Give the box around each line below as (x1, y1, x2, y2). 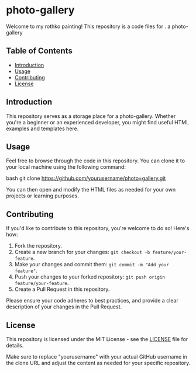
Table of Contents (6, 46, 73, 56)
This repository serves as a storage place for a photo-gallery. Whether (6, 112, 176, 120)
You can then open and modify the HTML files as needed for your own (6, 186, 176, 193)
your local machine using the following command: (6, 164, 126, 171)
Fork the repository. (14, 242, 63, 249)
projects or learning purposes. (6, 192, 79, 199)
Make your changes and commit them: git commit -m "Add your (14, 261, 170, 268)
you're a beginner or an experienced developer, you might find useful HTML (6, 119, 190, 126)
